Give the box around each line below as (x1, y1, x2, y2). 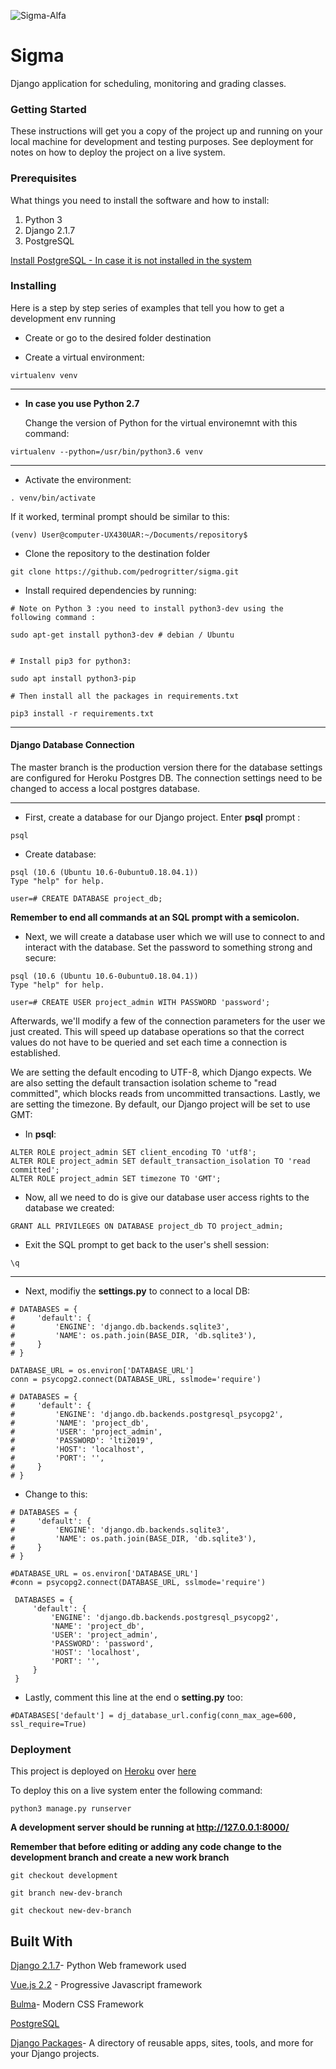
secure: (24, 952, 57, 964)
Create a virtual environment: (24, 351, 145, 363)
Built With (10, 1933, 73, 1950)
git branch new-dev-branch (10, 1888, 123, 1899)
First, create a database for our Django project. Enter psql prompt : (24, 811, 301, 824)
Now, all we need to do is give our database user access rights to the (24, 1191, 310, 1204)
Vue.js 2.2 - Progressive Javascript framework (10, 1979, 203, 1991)
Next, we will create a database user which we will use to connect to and (24, 931, 325, 943)
